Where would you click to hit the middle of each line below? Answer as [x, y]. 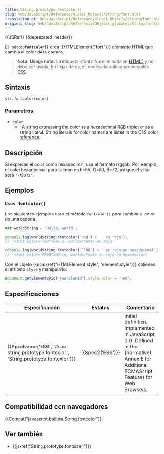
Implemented [140, 328]
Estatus [101, 307]
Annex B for [138, 359]
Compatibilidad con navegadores [57, 407]
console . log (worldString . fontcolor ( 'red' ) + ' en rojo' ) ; [66, 237]
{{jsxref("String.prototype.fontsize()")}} [52, 446]
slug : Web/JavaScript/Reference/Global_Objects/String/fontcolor [73, 14]
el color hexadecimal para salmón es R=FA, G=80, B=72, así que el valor [78, 170]
